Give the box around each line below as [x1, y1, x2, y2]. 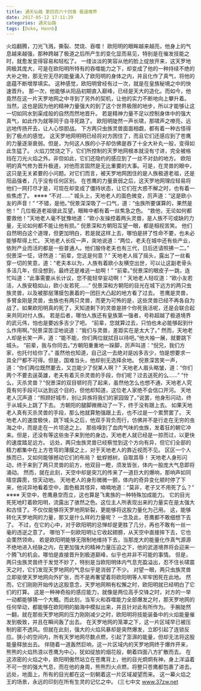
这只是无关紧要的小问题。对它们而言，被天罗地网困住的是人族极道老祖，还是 [6, 170, 195, 177]
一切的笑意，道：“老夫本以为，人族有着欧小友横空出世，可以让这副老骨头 [11, 260, 193, 267]
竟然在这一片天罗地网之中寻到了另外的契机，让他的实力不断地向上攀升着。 [6, 95, 190, 102]
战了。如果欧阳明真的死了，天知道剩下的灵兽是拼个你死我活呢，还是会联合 [6, 305, 190, 312]
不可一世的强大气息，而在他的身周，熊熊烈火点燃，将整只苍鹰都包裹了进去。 [6, 663, 195, 671]
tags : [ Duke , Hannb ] [6, 25, 58, 32]
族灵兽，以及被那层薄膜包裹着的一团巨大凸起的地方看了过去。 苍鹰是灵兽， [6, 290, 191, 297]
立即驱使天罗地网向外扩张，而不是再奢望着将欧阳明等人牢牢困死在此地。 [6, 574, 184, 581]
